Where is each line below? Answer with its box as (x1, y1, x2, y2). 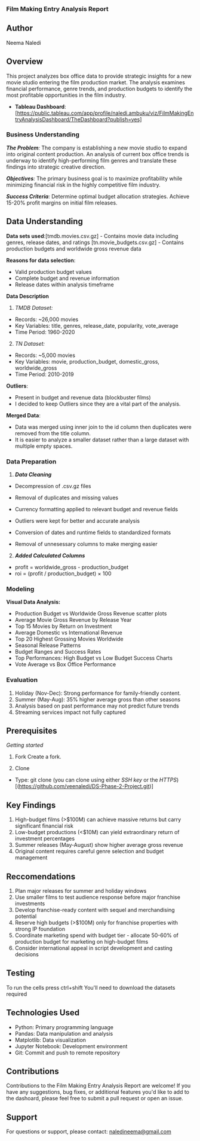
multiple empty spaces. (14, 442, 73, 450)
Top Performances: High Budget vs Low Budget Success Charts (14, 654, 173, 662)
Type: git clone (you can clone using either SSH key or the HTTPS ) (14, 776, 179, 783)
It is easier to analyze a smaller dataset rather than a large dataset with (14, 436, 189, 443)
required (6, 990, 27, 997)
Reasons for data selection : (6, 257, 76, 264)
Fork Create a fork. (14, 753, 61, 761)
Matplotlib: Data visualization (14, 1036, 87, 1044)
